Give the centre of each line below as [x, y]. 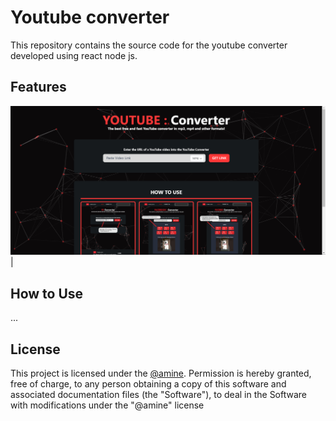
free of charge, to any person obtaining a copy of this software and [148, 384]
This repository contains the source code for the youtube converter [149, 45]
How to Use [47, 293]
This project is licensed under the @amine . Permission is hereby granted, [161, 373]
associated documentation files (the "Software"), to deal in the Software [159, 395]
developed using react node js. [74, 55]
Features [38, 87]
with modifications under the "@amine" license [107, 405]
